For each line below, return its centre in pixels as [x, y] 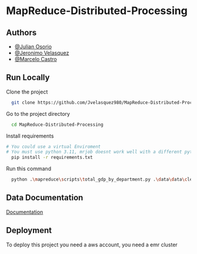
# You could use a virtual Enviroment [53, 146]
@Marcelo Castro [36, 59]
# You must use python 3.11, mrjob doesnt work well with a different [94, 152]
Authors [21, 33]
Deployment [29, 230]
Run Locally [28, 78]
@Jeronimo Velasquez [42, 53]
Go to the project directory [38, 113]
